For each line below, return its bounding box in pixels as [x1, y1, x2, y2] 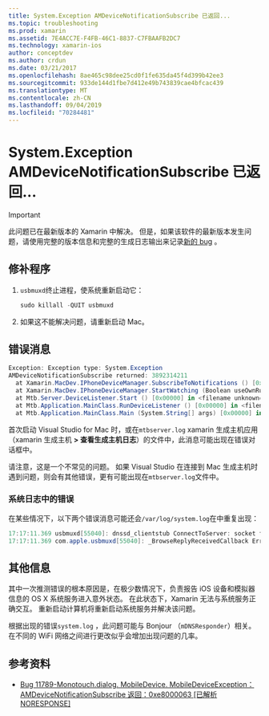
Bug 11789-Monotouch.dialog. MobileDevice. [19, 680, 168, 690]
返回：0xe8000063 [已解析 [127, 690, 218, 699]
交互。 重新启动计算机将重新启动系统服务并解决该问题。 [14, 604, 200, 614]
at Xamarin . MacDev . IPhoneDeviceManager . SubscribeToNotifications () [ [15, 379, 256, 388]
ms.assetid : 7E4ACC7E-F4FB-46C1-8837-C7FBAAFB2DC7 [8, 34, 181, 43]
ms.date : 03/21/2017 [8, 64, 78, 72]
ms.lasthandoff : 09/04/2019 [8, 101, 102, 109]
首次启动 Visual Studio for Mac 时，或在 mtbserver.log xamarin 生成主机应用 [8, 425, 259, 434]
